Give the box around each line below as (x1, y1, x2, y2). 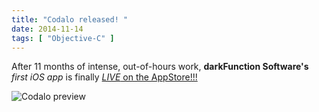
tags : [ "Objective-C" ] (11, 33, 115, 43)
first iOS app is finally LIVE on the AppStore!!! (11, 71, 198, 83)
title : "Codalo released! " (11, 14, 129, 25)
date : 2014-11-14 (11, 24, 84, 34)
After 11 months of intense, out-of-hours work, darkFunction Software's (11, 61, 309, 73)
